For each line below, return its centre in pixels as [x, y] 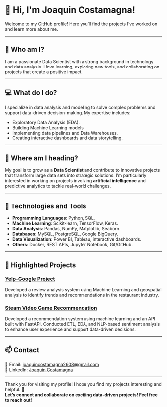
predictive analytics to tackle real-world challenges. [58, 186]
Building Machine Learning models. [48, 127]
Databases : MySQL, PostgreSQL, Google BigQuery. [65, 234]
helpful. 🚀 [15, 389]
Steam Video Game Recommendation [51, 308]
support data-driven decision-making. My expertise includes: [68, 112]
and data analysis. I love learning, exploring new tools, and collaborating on [82, 67]
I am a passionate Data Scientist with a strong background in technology [79, 61]
